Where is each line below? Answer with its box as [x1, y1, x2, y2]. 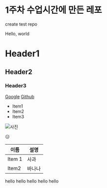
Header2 [5, 68, 33, 76]
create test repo [5, 21, 38, 27]
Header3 [5, 82, 27, 89]
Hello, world [5, 31, 29, 37]
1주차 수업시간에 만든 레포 [5, 4, 102, 16]
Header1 [5, 48, 40, 59]
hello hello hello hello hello [5, 178, 59, 184]
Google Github [5, 93, 34, 99]
